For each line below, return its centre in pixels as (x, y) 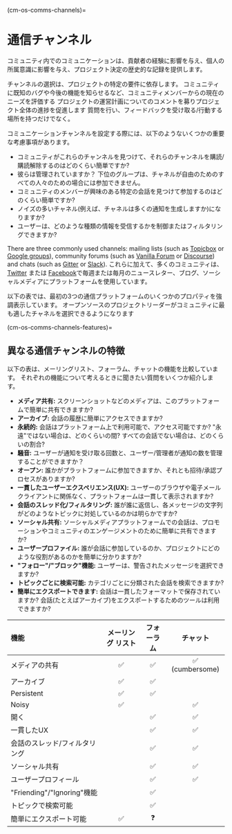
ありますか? (58, 479)
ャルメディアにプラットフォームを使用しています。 (79, 281)
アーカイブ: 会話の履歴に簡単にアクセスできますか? (90, 418)
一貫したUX (29, 730)
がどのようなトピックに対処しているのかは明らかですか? (97, 513)
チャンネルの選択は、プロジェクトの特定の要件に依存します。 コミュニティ (113, 84)
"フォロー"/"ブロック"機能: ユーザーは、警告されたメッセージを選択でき (120, 565)
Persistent (27, 693)
